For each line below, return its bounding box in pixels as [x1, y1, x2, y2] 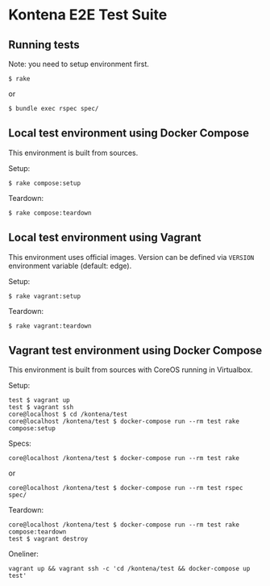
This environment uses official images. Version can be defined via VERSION [8, 252, 255, 262]
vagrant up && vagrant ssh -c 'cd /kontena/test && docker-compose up [8, 565, 251, 573]
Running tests [8, 38, 81, 52]
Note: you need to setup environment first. [8, 59, 149, 69]
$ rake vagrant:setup [8, 292, 81, 300]
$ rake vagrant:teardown [8, 321, 92, 330]
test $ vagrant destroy [8, 535, 89, 543]
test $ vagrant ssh [8, 404, 74, 412]
